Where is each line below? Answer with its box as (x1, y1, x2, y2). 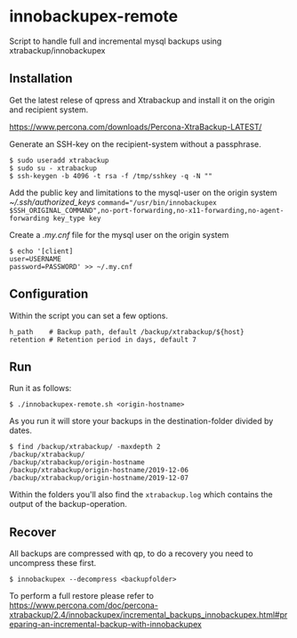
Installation (9, 71, 73, 86)
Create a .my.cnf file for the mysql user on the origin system (9, 229, 229, 240)
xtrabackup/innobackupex (9, 45, 106, 55)
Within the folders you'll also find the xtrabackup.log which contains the (9, 489, 273, 500)
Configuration (9, 287, 89, 302)
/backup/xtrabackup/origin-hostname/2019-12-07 (9, 474, 189, 483)
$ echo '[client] (9, 247, 74, 256)
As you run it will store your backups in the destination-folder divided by (9, 416, 274, 427)
